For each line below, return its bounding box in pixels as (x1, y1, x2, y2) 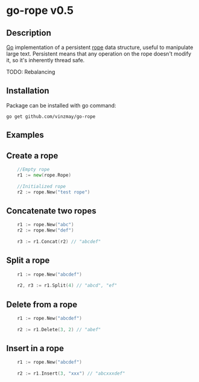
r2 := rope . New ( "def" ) (17, 227, 74, 233)
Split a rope (6, 255, 50, 266)
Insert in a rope (6, 343, 65, 354)
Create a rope (6, 151, 58, 161)
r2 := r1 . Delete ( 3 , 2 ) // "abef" (17, 326, 101, 332)
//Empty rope (17, 167, 50, 173)
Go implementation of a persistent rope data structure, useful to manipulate (6, 44, 194, 51)
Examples (6, 130, 44, 140)
